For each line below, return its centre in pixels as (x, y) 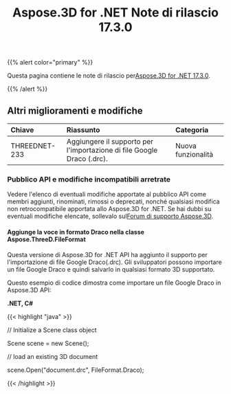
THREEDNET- (33, 146)
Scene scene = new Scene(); (48, 343)
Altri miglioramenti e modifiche (75, 110)
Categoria (192, 130)
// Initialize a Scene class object (52, 330)
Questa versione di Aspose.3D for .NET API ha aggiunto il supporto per (108, 254)
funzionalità (194, 154)
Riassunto (83, 130)
